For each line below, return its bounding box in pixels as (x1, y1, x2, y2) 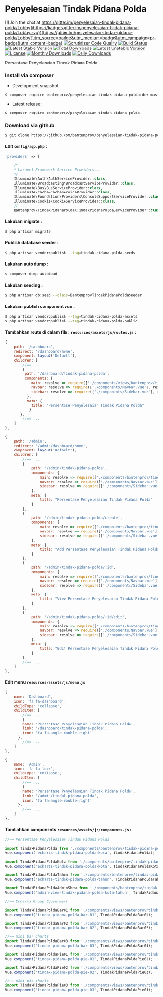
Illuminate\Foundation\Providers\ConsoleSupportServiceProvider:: (14, 194, 151, 199)
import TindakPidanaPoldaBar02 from (5, 921, 79, 926)
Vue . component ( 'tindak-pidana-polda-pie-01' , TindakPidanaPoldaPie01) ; (5, 956, 153, 961)
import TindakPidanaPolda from (5, 846, 68, 851)
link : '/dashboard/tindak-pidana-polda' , (22, 726, 108, 731)
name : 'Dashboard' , (14, 694, 53, 699)
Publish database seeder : (5, 240, 59, 245)
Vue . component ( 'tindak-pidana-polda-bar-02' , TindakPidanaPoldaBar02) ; (5, 925, 153, 931)
